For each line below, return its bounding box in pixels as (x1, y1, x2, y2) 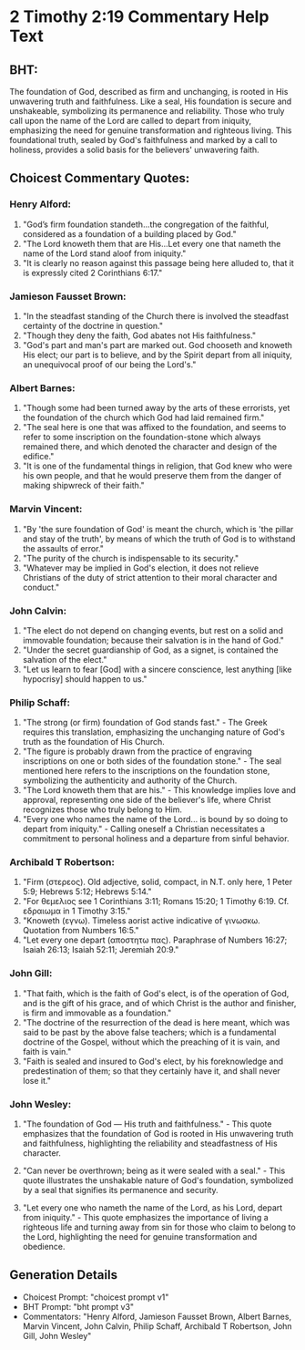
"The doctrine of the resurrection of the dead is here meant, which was (22, 1016, 290, 1027)
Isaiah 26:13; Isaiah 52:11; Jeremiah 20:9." (22, 944, 179, 955)
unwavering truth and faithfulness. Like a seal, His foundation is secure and (9, 96, 292, 107)
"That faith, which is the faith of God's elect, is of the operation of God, (22, 987, 290, 999)
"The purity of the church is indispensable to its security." (22, 552, 239, 563)
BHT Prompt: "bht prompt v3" (22, 1301, 135, 1312)
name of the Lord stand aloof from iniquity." (22, 248, 187, 259)
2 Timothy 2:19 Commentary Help (9, 6, 269, 27)
